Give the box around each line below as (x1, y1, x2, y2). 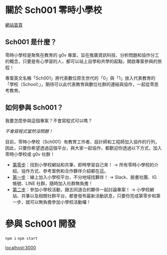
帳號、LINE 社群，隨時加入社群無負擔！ (12, 180, 93, 186)
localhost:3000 (5, 245, 36, 251)
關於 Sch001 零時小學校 (5, 4, 102, 16)
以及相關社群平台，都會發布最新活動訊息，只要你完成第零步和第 (29, 192, 161, 199)
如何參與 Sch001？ (5, 103, 64, 112)
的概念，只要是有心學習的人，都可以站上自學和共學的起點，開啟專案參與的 (5, 58, 158, 64)
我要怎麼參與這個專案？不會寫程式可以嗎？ (5, 117, 92, 123)
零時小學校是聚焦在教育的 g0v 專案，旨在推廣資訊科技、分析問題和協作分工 (5, 52, 160, 58)
